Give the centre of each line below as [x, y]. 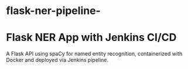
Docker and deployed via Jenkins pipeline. [57, 60]
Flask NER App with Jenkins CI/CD [91, 38]
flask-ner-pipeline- [53, 11]
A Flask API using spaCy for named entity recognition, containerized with [94, 54]
